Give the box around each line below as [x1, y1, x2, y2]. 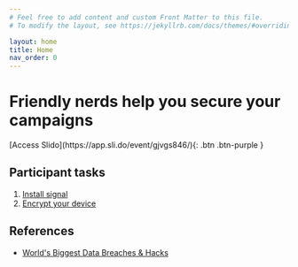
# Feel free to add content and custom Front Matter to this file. [9, 12, 264, 22]
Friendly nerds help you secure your [9, 92, 281, 111]
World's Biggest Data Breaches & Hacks [21, 247, 169, 257]
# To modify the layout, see [9, 21, 117, 30]
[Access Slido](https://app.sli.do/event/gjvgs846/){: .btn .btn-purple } [9, 140, 264, 150]
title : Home [9, 45, 53, 54]
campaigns [9, 111, 94, 131]
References [9, 224, 74, 239]
